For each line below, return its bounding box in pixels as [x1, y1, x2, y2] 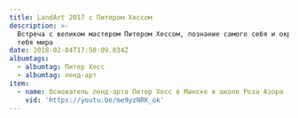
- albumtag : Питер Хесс [17, 63, 105, 72]
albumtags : [9, 54, 50, 63]
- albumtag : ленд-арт [17, 71, 98, 80]
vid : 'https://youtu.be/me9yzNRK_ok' [25, 95, 165, 105]
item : [9, 79, 29, 88]
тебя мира [17, 37, 53, 47]
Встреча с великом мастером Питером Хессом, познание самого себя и [17, 29, 276, 38]
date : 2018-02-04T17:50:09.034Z [9, 46, 129, 55]
